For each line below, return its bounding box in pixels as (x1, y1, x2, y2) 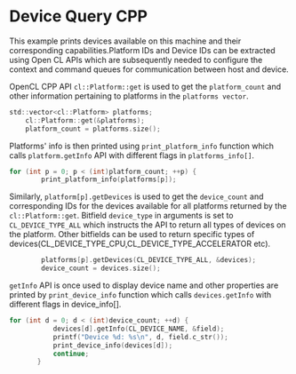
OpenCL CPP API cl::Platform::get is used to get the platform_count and (9, 81, 282, 92)
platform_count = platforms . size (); (25, 124, 162, 133)
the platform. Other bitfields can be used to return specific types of (9, 229, 255, 240)
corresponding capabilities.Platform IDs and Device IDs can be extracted (9, 44, 276, 55)
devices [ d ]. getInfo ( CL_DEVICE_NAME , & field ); (52, 324, 225, 333)
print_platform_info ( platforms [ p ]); (41, 175, 177, 184)
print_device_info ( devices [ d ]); (52, 340, 173, 350)
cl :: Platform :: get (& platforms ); (25, 115, 145, 125)
